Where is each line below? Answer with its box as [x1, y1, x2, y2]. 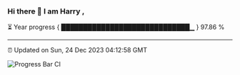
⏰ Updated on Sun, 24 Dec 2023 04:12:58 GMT [7, 46, 148, 54]
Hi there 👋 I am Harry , [7, 6, 85, 16]
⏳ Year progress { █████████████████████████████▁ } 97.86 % [7, 23, 225, 31]
